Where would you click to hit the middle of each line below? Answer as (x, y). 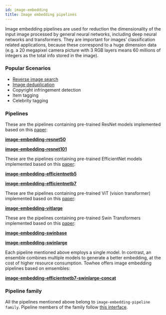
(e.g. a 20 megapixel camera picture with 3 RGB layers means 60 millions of (83, 50)
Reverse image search (35, 79)
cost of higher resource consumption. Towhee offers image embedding (79, 263)
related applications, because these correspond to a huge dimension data (81, 45)
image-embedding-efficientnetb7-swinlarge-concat (61, 278)
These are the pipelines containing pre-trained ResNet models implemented (83, 124)
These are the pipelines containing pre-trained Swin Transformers (73, 218)
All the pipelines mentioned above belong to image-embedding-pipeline (78, 302)
